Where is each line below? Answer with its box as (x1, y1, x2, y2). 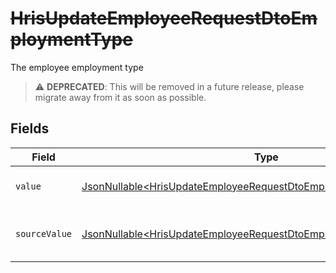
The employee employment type (10, 61, 144, 73)
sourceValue (15, 228, 73, 239)
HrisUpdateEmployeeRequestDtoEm (10, 7, 318, 30)
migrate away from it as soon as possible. (34, 91, 207, 103)
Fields (10, 120, 50, 137)
